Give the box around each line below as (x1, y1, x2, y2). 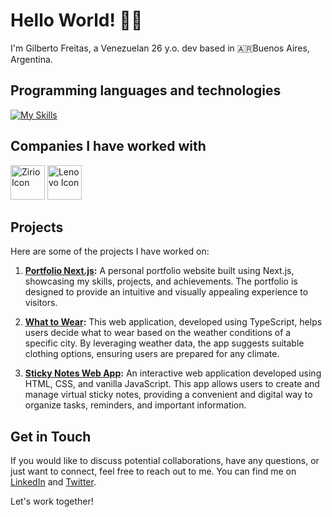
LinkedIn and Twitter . (10, 476, 97, 488)
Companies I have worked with (10, 138, 207, 155)
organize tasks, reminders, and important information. (24, 399, 247, 411)
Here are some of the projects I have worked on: (10, 245, 210, 258)
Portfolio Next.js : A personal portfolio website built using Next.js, (24, 265, 295, 277)
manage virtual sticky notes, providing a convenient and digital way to (24, 389, 313, 401)
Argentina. (10, 53, 53, 65)
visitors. (24, 297, 58, 309)
